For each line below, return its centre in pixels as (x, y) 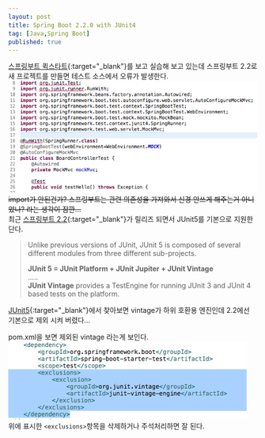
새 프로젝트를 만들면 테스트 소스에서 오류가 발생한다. (88, 76)
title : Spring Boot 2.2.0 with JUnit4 (72, 25)
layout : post (30, 17)
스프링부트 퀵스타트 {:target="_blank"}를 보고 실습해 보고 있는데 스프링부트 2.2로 (133, 67)
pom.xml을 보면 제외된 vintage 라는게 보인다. (78, 337)
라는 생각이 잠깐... (54, 209)
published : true (35, 42)
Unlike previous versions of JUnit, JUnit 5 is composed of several (134, 245)
